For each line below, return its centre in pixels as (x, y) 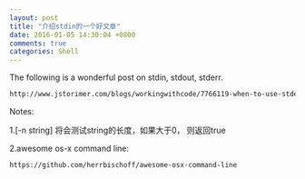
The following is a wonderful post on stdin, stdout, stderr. (117, 77)
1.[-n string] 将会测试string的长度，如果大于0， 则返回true (118, 130)
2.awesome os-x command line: (69, 148)
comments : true (38, 43)
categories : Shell (44, 52)
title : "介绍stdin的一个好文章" (65, 26)
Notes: (22, 111)
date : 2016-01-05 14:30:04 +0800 (73, 35)
